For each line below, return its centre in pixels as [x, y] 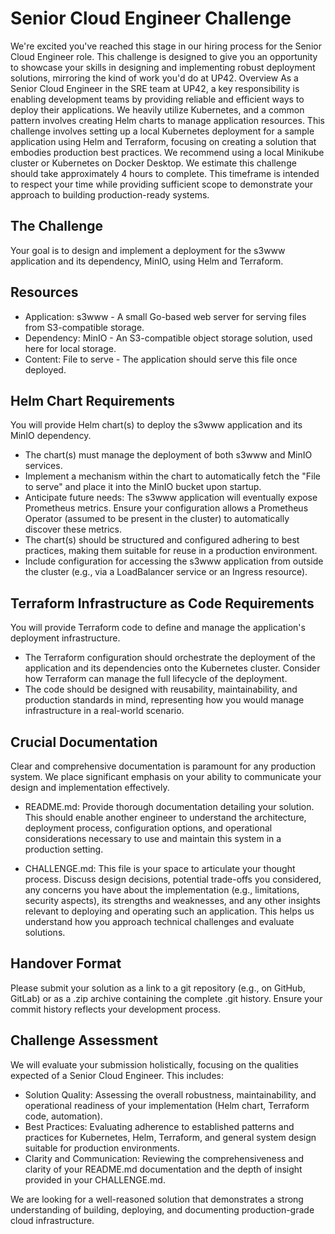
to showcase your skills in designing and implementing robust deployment [163, 67]
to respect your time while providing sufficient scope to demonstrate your [162, 184]
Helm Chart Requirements [93, 400]
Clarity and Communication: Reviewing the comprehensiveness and [164, 1158]
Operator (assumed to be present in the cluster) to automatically [157, 519]
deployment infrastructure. [65, 638]
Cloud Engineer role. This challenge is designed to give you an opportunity [164, 56]
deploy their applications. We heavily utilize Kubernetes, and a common [157, 109]
